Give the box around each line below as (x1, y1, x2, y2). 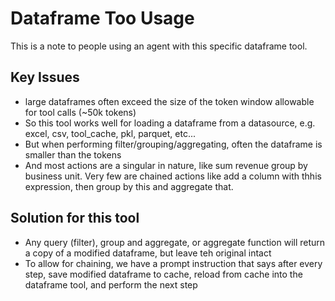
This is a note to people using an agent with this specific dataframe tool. (10, 40, 308, 52)
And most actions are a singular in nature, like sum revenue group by (24, 159, 308, 171)
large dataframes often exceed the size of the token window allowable (24, 95, 315, 107)
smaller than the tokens (24, 148, 122, 161)
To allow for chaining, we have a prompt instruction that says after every (24, 257, 323, 269)
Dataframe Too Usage (10, 7, 195, 30)
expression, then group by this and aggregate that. (24, 180, 234, 192)
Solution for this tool (10, 210, 140, 227)
